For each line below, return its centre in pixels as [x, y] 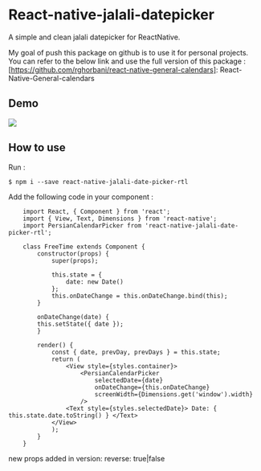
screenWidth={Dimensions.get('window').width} [173, 394]
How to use [37, 147]
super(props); [75, 260]
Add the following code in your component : [81, 197]
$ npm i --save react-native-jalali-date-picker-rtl [98, 182]
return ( [66, 359]
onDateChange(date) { [73, 317]
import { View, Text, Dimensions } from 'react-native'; [120, 219]
